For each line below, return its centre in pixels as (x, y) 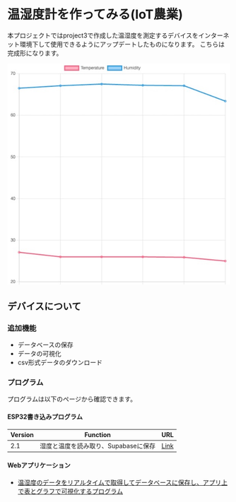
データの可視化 (39, 354)
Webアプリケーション (39, 465)
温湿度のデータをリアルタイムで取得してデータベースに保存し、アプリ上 (123, 483)
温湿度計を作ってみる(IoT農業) (95, 14)
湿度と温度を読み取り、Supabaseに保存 (98, 446)
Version (22, 435)
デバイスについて (44, 306)
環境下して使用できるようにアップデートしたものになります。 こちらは (122, 44)
